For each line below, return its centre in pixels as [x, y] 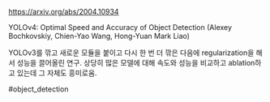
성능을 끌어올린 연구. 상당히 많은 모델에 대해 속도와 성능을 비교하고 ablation [136, 63]
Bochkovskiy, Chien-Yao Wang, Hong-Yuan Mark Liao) [99, 36]
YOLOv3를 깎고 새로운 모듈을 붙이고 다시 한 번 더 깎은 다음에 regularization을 [131, 53]
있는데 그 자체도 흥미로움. [57, 73]
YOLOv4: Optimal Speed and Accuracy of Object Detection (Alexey [120, 27]
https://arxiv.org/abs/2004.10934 [64, 12]
